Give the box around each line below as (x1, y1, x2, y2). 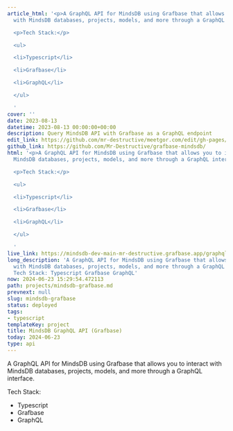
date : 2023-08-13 (7, 117, 58, 124)
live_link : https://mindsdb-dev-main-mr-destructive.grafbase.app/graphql (7, 250, 228, 257)
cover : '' (7, 110, 36, 118)
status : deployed (7, 301, 58, 309)
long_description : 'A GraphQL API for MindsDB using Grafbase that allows (7, 256, 228, 264)
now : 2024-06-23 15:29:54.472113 (7, 276, 104, 283)
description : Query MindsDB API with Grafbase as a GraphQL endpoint (7, 130, 213, 137)
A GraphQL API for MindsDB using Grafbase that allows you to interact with (7, 359, 222, 368)
